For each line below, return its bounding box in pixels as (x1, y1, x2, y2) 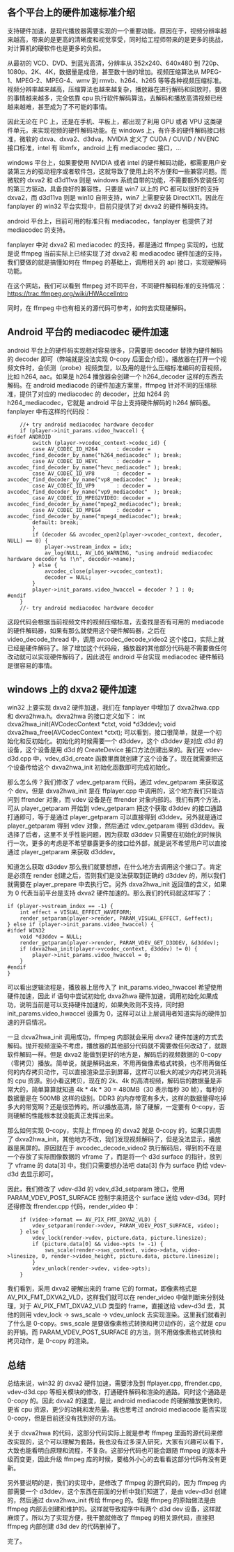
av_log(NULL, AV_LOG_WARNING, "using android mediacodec (44, 549, 214, 557)
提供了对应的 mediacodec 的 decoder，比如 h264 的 (19, 390, 170, 398)
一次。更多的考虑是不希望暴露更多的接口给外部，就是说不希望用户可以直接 (13, 839, 227, 847)
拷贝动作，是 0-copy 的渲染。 (7, 1337, 93, 1345)
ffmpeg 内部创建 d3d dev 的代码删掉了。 (7, 1522, 124, 1531)
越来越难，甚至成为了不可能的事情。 (7, 102, 111, 110)
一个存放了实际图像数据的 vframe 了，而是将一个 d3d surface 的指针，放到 (7, 1152, 222, 1161)
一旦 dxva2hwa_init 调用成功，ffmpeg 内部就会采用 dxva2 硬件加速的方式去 (7, 1033, 224, 1041)
